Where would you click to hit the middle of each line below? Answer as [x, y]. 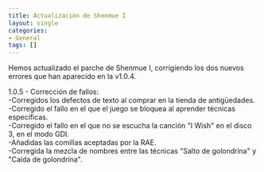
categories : [28, 30]
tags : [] [23, 45]
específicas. [28, 117]
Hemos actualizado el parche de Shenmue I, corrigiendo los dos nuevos [126, 68]
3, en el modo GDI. [39, 134]
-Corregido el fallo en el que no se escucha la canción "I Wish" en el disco [130, 126]
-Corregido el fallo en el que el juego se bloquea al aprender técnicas [122, 109]
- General [25, 38]
